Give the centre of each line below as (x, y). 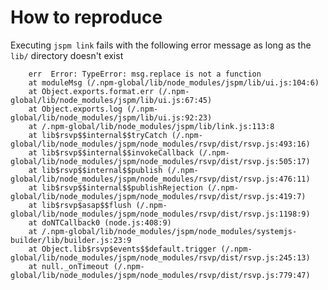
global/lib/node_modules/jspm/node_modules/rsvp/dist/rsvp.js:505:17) (160, 161)
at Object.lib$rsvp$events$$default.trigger (122, 249)
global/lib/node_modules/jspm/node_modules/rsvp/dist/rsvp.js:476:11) (160, 179)
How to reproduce (86, 17)
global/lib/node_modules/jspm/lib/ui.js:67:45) (111, 100)
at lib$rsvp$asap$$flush (80, 205)
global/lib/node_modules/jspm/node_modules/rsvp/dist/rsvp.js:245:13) (160, 257)
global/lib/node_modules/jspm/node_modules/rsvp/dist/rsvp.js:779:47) (160, 275)
